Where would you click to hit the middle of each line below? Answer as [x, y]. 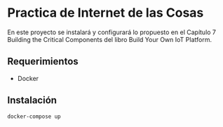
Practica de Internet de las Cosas [106, 13]
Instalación [32, 100]
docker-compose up [34, 117]
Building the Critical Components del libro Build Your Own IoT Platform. [110, 39]
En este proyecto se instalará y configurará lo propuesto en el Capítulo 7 [111, 32]
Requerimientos [43, 62]
